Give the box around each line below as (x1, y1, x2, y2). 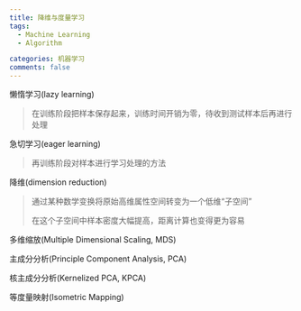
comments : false (9, 63, 70, 72)
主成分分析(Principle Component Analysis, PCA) (9, 253, 187, 264)
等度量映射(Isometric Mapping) (9, 292, 124, 302)
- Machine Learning (17, 30, 91, 39)
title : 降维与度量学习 (9, 13, 86, 23)
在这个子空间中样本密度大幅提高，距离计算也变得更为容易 (31, 215, 245, 225)
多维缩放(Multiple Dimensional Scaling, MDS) (9, 234, 177, 244)
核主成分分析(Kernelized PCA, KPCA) (9, 272, 147, 283)
